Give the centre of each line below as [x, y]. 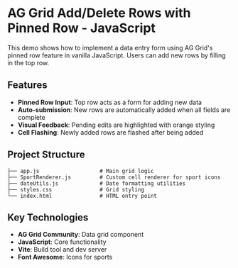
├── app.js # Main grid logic [81, 171]
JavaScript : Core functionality [62, 242]
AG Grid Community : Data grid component [81, 235]
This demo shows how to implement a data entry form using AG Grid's [110, 48]
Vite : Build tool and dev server [62, 250]
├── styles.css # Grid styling [76, 189]
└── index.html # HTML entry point [82, 196]
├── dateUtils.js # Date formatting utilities [97, 183]
